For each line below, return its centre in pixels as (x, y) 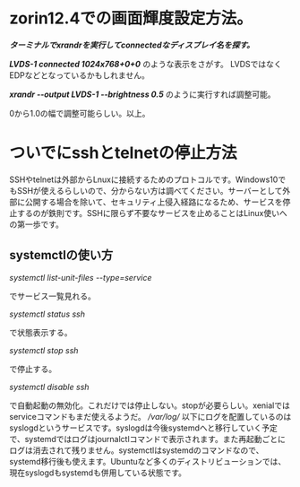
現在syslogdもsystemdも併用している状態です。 (98, 473)
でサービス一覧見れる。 (52, 296)
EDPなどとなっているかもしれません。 (79, 75)
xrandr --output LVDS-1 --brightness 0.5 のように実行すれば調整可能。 (142, 94)
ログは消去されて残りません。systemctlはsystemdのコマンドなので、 (137, 450)
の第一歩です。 (37, 224)
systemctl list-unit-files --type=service (81, 277)
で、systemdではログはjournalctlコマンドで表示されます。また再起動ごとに (148, 439)
